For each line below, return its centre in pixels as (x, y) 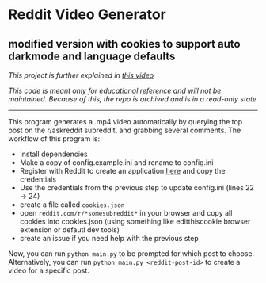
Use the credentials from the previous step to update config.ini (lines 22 (137, 187)
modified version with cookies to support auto (124, 44)
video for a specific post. (49, 270)
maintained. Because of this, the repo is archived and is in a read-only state (133, 99)
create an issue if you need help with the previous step (109, 238)
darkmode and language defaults (92, 56)
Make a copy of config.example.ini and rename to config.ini (116, 163)
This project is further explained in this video (81, 75)
